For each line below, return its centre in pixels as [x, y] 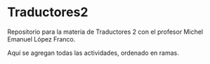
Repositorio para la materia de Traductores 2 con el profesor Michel [105, 32]
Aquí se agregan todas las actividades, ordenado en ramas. [93, 53]
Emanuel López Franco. [41, 39]
